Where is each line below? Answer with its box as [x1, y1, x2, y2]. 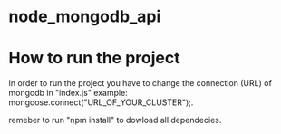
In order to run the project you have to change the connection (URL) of [8, 78, 273, 89]
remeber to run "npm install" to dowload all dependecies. [8, 115, 222, 126]
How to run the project [8, 48, 180, 69]
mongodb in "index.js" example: [8, 88, 128, 99]
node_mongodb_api [8, 6, 161, 27]
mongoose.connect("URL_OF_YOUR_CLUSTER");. [8, 97, 194, 108]
